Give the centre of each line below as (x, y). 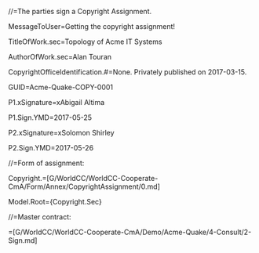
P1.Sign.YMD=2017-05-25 (50, 117)
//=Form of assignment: (46, 163)
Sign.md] (23, 240)
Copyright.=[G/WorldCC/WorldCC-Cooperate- (83, 178)
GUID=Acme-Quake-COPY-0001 (61, 87)
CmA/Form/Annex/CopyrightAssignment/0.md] (84, 186)
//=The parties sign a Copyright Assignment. (80, 11)
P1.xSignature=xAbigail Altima (57, 102)
